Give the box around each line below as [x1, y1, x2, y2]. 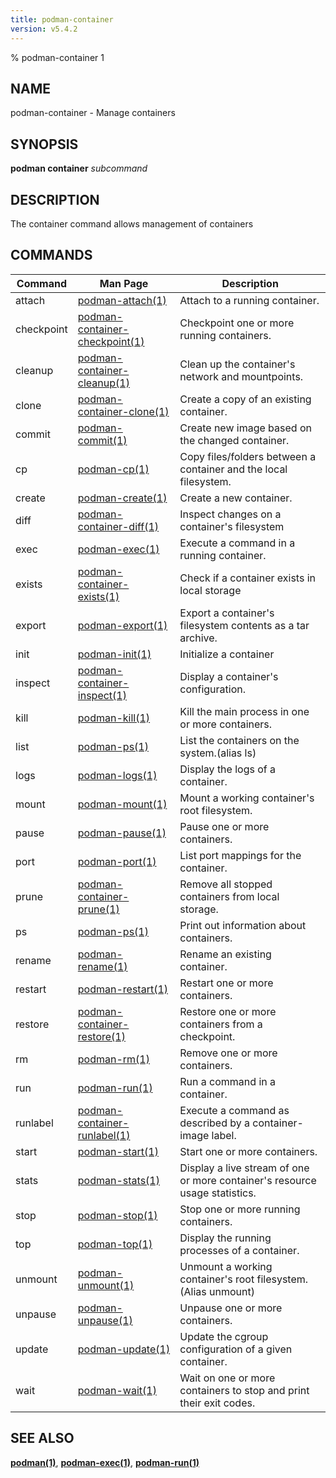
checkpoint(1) [77, 334, 145, 348]
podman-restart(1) [77, 982, 169, 996]
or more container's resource [179, 1173, 317, 1187]
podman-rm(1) [77, 1052, 150, 1066]
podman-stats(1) [77, 1173, 160, 1187]
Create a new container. [179, 491, 293, 505]
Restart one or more [179, 976, 274, 990]
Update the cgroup [179, 1329, 269, 1343]
